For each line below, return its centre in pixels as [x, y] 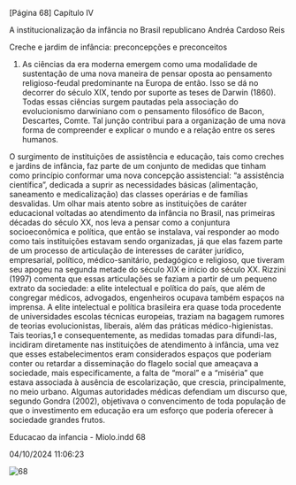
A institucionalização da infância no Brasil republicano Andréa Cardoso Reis [147, 30]
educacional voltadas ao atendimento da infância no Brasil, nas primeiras [142, 213]
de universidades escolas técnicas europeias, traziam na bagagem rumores [147, 316]
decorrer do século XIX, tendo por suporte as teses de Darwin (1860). [149, 92]
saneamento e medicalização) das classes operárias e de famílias [129, 194]
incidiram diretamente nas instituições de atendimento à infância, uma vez [144, 345]
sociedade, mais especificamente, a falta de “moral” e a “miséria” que [137, 373]
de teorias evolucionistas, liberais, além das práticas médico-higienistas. [141, 326]
